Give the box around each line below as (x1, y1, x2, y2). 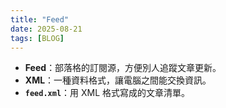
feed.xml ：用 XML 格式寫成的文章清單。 (24, 87, 191, 99)
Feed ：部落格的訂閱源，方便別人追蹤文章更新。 (24, 62, 222, 74)
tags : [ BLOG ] (10, 33, 65, 43)
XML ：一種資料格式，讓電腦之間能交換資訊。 (24, 74, 212, 86)
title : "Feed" (10, 14, 70, 25)
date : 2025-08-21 (10, 24, 83, 34)
